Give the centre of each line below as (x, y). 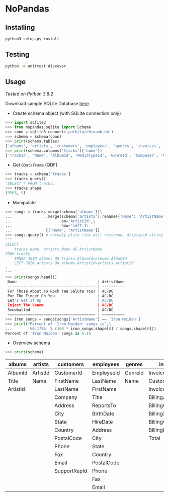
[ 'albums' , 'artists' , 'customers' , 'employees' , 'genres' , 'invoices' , (83, 146)
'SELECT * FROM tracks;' (31, 184)
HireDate (103, 422)
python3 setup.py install (32, 39)
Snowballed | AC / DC (60, 310)
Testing (17, 55)
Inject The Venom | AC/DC (60, 305)
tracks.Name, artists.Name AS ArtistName (58, 249)
